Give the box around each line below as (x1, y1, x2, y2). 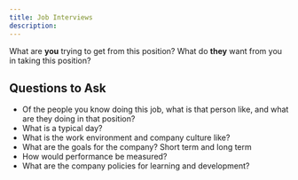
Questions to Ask (9, 81, 106, 96)
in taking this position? (9, 55, 91, 66)
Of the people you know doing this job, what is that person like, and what (21, 104, 289, 115)
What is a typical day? (21, 123, 104, 134)
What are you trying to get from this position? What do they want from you (9, 45, 282, 56)
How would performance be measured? (21, 152, 168, 162)
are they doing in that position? (21, 113, 136, 124)
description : (9, 21, 58, 30)
